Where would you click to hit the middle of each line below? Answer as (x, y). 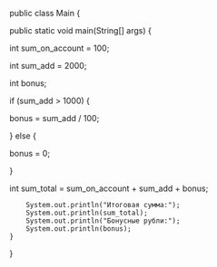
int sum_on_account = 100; (59, 48)
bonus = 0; (30, 153)
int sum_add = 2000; (48, 66)
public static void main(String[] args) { (80, 30)
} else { (23, 136)
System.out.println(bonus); (79, 229)
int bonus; (28, 83)
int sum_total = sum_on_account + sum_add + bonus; (109, 188)
